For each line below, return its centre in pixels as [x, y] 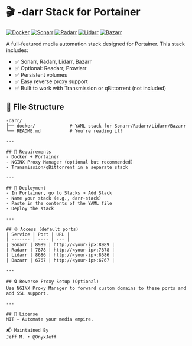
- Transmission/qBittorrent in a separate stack [67, 167]
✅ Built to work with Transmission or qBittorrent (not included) [90, 88]
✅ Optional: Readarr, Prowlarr [51, 68]
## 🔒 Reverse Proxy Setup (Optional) [53, 282]
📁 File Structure [35, 107]
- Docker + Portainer [33, 157]
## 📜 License [22, 314]
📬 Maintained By [27, 330]
